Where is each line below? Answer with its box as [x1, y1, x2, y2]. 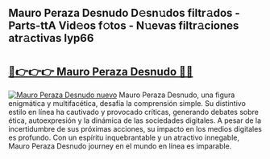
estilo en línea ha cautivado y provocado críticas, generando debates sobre [8, 108, 260, 116]
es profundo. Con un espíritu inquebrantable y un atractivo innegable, [8, 132, 240, 142]
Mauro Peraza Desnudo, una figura [118, 90, 235, 100]
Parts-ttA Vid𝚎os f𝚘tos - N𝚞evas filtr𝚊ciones [8, 19, 239, 33]
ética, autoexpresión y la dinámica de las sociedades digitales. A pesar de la [8, 116, 262, 125]
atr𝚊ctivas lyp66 [8, 31, 94, 45]
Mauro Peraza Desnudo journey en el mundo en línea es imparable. [8, 141, 232, 151]
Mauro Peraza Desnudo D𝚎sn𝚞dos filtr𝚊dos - [8, 6, 240, 20]
